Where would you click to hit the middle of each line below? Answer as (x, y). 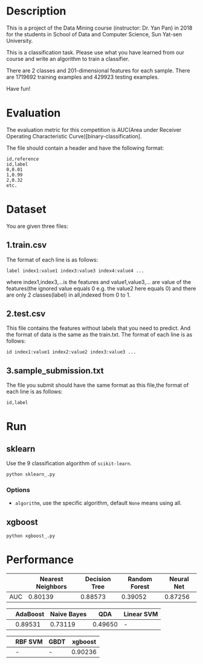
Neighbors (52, 587)
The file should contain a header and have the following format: (85, 148)
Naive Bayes (68, 614)
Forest (140, 587)
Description (36, 11)
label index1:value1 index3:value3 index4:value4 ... (76, 271)
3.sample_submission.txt (55, 371)
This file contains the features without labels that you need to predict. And (98, 328)
